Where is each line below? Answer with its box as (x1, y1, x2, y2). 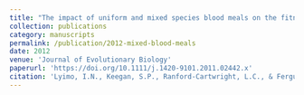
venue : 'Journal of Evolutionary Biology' (9, 55, 172, 64)
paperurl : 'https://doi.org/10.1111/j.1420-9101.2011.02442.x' (9, 64, 253, 73)
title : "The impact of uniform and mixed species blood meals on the (9, 13, 278, 23)
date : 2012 (9, 47, 51, 56)
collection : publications (9, 22, 107, 31)
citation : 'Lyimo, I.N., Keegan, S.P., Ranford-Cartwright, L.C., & (9, 72, 273, 81)
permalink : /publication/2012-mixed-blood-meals (9, 38, 196, 48)
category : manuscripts (9, 30, 95, 39)
